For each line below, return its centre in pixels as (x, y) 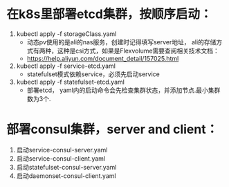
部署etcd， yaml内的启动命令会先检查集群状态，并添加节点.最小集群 (123, 90)
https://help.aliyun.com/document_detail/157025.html (103, 58)
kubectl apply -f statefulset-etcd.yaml (71, 82)
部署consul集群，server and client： (112, 130)
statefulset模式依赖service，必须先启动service (93, 74)
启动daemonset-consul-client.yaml (66, 176)
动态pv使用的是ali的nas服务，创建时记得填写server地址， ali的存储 (121, 42)
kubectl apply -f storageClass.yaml (66, 34)
